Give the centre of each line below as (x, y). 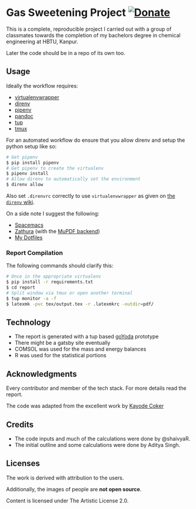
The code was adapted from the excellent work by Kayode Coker (85, 406)
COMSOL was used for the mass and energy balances (80, 349)
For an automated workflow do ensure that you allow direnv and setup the (96, 140)
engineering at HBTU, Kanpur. (42, 41)
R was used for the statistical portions (61, 355)
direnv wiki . (20, 202)
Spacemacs (29, 225)
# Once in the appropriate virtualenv (54, 277)
